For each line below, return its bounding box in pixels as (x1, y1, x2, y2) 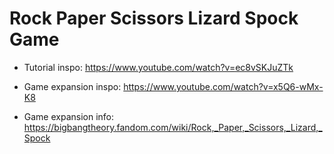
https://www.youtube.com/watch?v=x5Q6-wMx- (123, 80, 324, 92)
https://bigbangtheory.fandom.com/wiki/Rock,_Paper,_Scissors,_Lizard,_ (23, 121, 323, 133)
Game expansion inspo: (23, 80, 122, 92)
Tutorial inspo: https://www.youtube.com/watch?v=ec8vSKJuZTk (23, 61, 294, 73)
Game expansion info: (23, 110, 115, 122)
